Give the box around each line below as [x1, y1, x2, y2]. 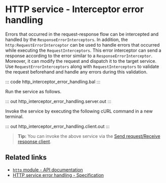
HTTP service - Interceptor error [5, 4, 144, 15]
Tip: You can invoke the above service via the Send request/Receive [17, 133, 160, 139]
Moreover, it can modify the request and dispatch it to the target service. [5, 58, 157, 64]
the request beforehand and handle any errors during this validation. [5, 68, 148, 75]
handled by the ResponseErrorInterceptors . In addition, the [5, 36, 128, 43]
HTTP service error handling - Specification [12, 172, 104, 178]
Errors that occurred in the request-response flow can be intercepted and [5, 31, 159, 37]
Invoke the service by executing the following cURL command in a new [5, 108, 153, 114]
